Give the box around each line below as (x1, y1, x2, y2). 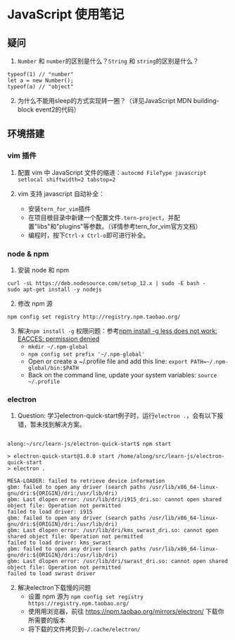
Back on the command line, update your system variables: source (27, 370, 217, 379)
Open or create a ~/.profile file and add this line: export (27, 357, 188, 366)
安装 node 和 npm (17, 265, 70, 274)
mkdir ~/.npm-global (27, 343, 89, 350)
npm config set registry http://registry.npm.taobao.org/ (7, 313, 181, 320)
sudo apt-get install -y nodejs (7, 286, 102, 293)
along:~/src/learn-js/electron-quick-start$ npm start (7, 440, 172, 448)
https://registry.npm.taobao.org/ (27, 600, 129, 608)
